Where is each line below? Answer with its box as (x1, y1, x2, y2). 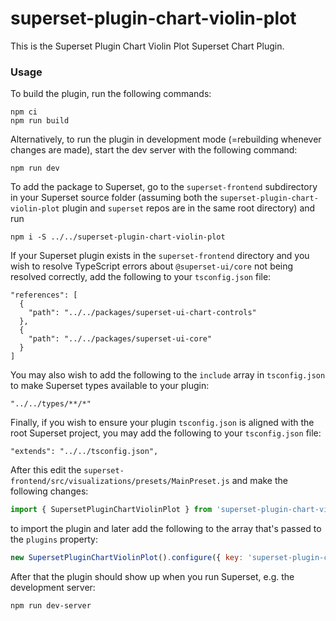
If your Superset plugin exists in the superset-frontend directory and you (10, 250, 310, 262)
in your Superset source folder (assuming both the (10, 192, 218, 204)
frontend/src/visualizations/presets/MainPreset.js (10, 477, 230, 487)
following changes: (10, 485, 89, 497)
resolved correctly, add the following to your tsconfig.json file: (10, 271, 272, 283)
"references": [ (10, 290, 78, 301)
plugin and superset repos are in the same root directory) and (61, 202, 316, 214)
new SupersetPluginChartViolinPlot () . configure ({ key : (10, 553, 244, 563)
